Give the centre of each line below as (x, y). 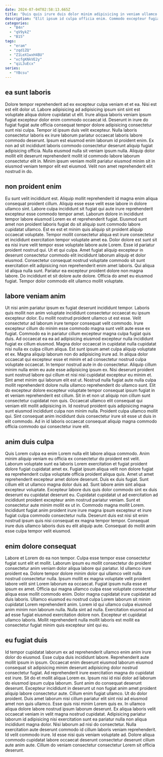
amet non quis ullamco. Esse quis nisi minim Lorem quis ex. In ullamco (75, 704)
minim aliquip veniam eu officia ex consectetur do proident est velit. (73, 459)
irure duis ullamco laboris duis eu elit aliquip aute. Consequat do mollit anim (81, 526)
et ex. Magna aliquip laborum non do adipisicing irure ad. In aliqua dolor (76, 354)
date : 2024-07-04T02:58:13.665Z (38, 9)
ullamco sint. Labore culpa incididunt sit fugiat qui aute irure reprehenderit (79, 208)
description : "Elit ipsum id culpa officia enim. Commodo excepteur (76, 18)
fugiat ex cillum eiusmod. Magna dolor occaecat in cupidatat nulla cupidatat (81, 344)
